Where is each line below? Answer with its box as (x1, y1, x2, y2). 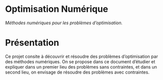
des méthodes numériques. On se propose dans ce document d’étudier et (5, 58, 156, 65)
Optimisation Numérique (5, 3, 109, 15)
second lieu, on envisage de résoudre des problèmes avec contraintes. (5, 69, 150, 75)
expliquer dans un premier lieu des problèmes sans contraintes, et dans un (5, 64, 157, 70)
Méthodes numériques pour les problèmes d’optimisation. (5, 20, 123, 26)
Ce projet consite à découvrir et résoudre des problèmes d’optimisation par (5, 53, 158, 59)
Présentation (5, 37, 59, 48)
